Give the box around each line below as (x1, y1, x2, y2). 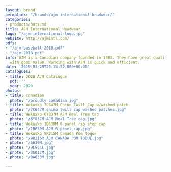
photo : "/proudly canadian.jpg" (10, 97, 79, 103)
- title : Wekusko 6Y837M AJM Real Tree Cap (5, 112, 99, 117)
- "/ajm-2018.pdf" (5, 50, 44, 55)
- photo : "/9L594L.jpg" (5, 145, 56, 151)
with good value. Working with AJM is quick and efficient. (10, 60, 140, 65)
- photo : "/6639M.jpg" (5, 140, 53, 145)
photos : (5, 88, 22, 93)
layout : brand (5, 7, 36, 13)
